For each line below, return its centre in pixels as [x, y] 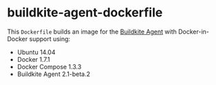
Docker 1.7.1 [33, 59]
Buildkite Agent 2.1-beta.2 [54, 74]
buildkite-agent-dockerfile [85, 13]
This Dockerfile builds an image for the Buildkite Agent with [92, 32]
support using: [50, 38]
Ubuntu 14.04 [36, 52]
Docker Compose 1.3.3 [49, 66]
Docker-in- [194, 32]
